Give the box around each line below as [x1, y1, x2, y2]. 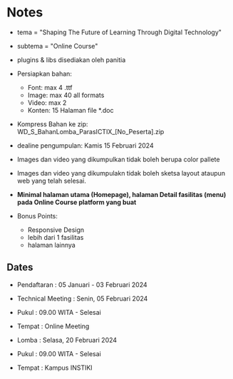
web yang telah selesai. [16, 176, 86, 185]
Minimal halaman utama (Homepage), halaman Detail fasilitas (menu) [16, 190, 227, 198]
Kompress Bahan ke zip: [16, 119, 88, 128]
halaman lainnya [27, 241, 76, 249]
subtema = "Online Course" [16, 41, 98, 50]
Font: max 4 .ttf [27, 83, 73, 91]
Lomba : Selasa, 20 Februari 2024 [16, 335, 118, 344]
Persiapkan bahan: [16, 69, 73, 78]
